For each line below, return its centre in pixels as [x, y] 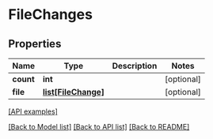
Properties [35, 44]
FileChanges [51, 15]
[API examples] [33, 111]
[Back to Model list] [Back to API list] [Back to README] [99, 127]
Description [135, 66]
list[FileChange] [73, 92]
